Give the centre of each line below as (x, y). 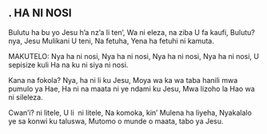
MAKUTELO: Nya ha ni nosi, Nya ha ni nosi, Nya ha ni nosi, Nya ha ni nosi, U (134, 56)
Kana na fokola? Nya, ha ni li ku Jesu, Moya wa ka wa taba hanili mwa (123, 80)
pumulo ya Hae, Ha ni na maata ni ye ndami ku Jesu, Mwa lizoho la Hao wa (132, 89)
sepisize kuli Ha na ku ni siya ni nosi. (68, 65)
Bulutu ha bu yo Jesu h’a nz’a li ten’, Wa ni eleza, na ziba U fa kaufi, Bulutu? (132, 32)
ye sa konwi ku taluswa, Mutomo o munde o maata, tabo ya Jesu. (116, 121)
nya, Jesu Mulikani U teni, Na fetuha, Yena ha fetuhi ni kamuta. (111, 41)
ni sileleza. (26, 97)
